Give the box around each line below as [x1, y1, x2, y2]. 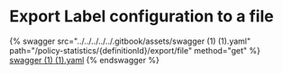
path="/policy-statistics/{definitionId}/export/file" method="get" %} [9, 45, 261, 55]
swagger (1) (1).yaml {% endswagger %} [9, 54, 160, 65]
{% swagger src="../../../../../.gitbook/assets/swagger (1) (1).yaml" [9, 36, 251, 46]
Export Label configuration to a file [9, 6, 274, 27]
